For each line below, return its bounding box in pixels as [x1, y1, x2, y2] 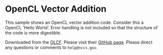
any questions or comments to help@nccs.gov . [5, 44, 98, 50]
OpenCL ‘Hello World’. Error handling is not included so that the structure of [5, 24, 158, 30]
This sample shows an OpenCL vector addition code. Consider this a [5, 19, 144, 25]
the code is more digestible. [5, 30, 61, 36]
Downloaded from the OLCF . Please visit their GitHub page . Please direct [5, 39, 153, 45]
